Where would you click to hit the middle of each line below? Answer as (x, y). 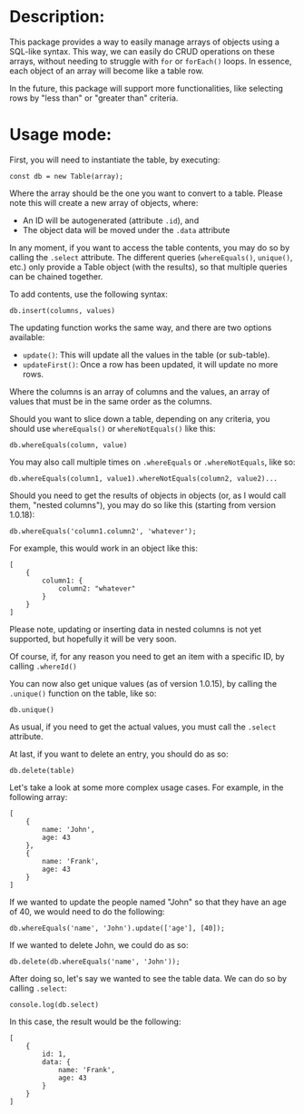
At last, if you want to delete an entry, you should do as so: (119, 754)
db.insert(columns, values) (63, 310)
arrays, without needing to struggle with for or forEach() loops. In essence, (151, 61)
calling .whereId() (43, 666)
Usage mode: (60, 135)
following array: (39, 796)
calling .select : (39, 988)
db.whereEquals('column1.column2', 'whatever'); (103, 531)
